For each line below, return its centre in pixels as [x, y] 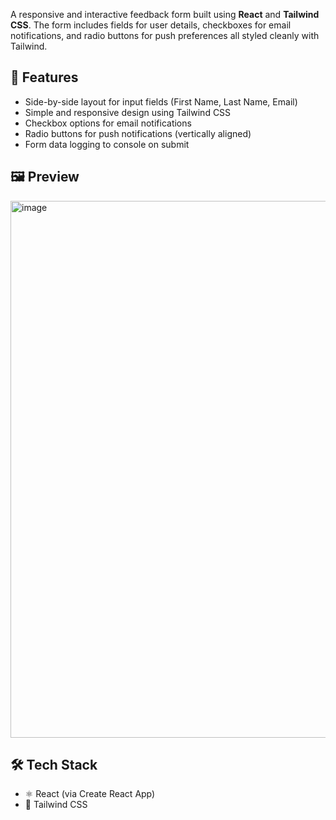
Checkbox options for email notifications [108, 123]
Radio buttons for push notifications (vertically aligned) [138, 133]
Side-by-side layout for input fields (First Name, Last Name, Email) [161, 101]
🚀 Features [44, 77]
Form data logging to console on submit [107, 144]
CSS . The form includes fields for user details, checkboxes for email [151, 25]
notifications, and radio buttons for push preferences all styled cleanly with [165, 35]
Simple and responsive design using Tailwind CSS [128, 112]
